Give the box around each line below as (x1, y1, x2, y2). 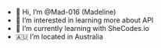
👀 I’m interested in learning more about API (15, 15, 154, 25)
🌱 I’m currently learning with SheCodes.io (15, 24, 150, 33)
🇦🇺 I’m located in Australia (15, 32, 104, 41)
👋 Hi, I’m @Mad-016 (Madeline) (15, 8, 116, 16)
